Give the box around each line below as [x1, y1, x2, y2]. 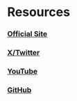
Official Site [7, 29, 48, 39]
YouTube [7, 66, 38, 76]
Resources [7, 4, 71, 20]
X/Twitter [7, 48, 40, 58]
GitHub [7, 85, 32, 95]
